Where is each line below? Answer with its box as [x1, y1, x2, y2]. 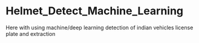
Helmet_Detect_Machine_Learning [5, 4, 184, 18]
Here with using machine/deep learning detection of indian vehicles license [5, 24, 194, 31]
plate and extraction [5, 30, 56, 37]
